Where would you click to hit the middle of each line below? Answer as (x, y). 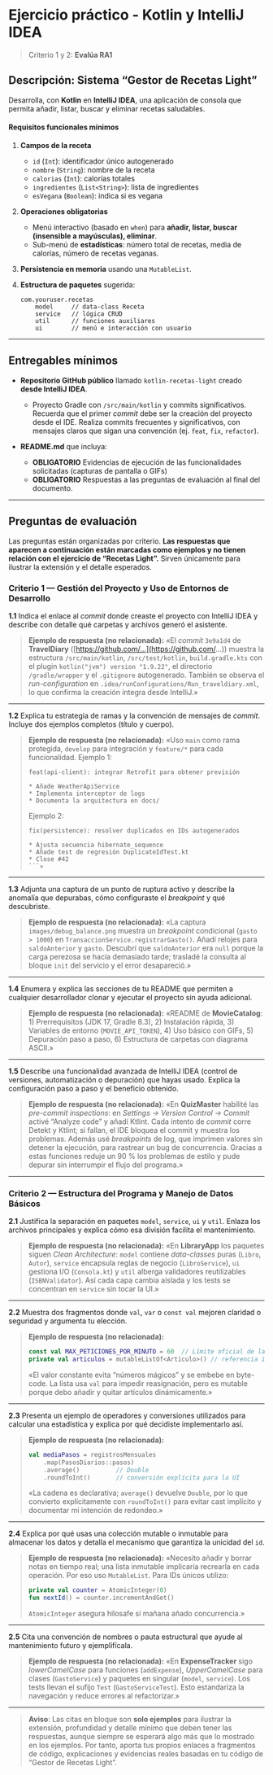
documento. (52, 488)
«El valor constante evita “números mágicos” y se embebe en (131, 1375)
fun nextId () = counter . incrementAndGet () (101, 1598)
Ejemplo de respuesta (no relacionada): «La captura (117, 922)
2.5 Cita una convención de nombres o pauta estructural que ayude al (126, 1637)
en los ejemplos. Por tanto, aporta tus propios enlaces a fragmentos (142, 1745)
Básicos (24, 1204)
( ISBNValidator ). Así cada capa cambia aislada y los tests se (129, 1280)
